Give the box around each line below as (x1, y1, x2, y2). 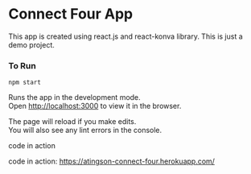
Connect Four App (8, 5, 134, 23)
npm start (8, 78, 42, 87)
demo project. (8, 39, 55, 49)
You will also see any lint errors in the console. (8, 126, 163, 135)
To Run (8, 60, 36, 71)
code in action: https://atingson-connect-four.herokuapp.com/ (8, 156, 216, 166)
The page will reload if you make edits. (8, 117, 137, 126)
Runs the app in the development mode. (8, 93, 141, 102)
